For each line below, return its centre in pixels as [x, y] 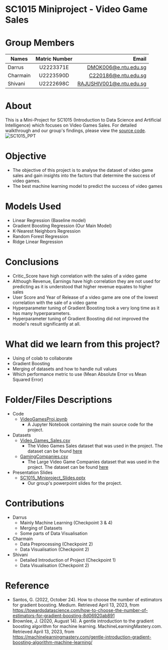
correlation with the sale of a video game [55, 302]
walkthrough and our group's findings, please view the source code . [76, 131]
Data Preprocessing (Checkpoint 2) [56, 544]
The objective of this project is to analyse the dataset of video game [83, 170]
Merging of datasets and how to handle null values [65, 369]
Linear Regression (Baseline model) [49, 220]
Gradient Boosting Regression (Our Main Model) [62, 226]
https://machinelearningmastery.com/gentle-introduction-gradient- [82, 637]
